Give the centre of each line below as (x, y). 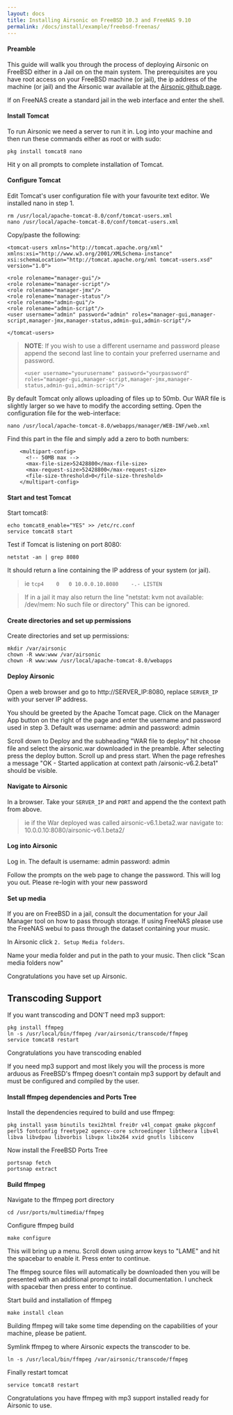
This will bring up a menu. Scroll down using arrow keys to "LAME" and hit (114, 1251)
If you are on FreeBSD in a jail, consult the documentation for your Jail (107, 914)
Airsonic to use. (30, 1405)
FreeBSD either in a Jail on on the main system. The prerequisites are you (112, 72)
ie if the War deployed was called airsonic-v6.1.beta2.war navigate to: (124, 822)
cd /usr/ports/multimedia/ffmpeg (56, 1213)
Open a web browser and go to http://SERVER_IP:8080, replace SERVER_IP (113, 691)
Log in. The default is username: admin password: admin (89, 861)
